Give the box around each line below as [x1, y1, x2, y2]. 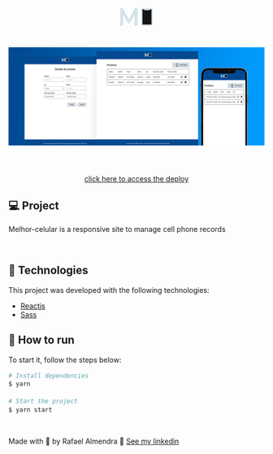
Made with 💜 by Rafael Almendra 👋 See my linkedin [8, 436, 180, 446]
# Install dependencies [8, 371, 89, 380]
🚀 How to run [8, 334, 75, 347]
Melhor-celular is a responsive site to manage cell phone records [8, 224, 226, 234]
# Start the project [8, 397, 79, 406]
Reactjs [19, 301, 46, 311]
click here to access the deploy [84, 174, 189, 184]
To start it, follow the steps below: [8, 355, 122, 365]
